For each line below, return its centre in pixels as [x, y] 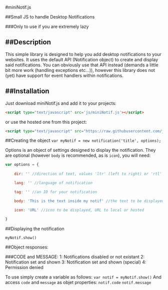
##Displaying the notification [35, 229]
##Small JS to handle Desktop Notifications [50, 17]
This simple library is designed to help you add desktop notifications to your [83, 54]
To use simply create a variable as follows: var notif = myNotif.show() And [83, 277]
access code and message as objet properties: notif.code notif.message [78, 283]
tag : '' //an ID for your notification [56, 192]
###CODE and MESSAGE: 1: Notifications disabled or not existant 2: [75, 257]
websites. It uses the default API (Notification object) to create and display [82, 59]
